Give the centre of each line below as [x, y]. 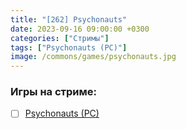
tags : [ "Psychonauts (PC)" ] [69, 47]
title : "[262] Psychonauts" [69, 19]
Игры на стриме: [53, 92]
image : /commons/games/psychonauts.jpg [93, 57]
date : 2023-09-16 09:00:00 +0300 [80, 29]
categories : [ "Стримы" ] [60, 38]
